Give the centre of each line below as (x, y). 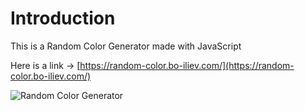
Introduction (63, 18)
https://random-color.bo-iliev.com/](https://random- (187, 65)
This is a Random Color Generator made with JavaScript (126, 46)
